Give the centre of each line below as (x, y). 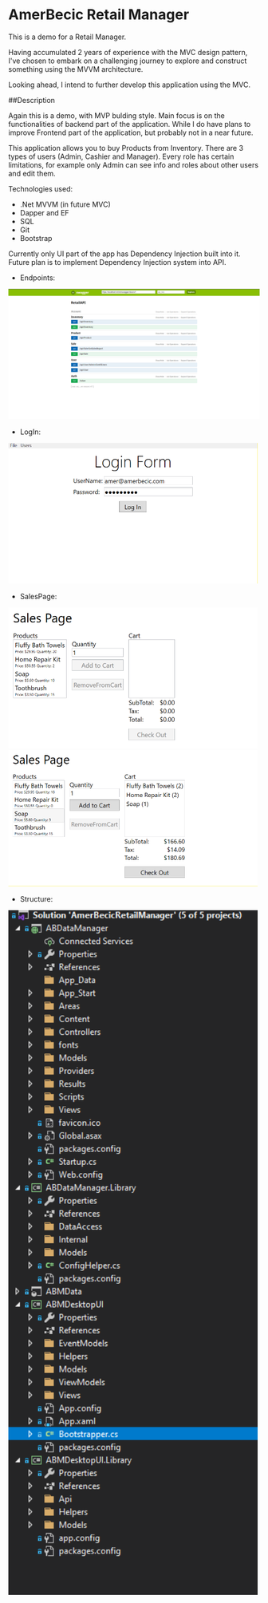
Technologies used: (41, 188)
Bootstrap (36, 238)
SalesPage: (38, 597)
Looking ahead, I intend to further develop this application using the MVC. (130, 85)
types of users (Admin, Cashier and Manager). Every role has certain (121, 156)
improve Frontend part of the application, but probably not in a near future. (131, 132)
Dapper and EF (44, 212)
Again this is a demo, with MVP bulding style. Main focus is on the (116, 115)
